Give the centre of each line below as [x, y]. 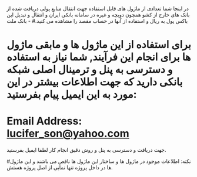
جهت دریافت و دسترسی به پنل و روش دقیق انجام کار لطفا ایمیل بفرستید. [86, 150]
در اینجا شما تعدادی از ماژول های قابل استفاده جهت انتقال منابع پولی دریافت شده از [98, 8]
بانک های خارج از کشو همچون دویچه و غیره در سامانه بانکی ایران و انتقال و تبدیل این [98, 15]
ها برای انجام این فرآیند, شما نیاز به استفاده [99, 57]
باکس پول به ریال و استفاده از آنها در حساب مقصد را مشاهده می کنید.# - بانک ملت [97, 21]
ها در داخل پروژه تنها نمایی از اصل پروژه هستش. [60, 168]
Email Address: [44, 121]
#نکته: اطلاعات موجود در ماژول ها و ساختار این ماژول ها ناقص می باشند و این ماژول [99, 161]
